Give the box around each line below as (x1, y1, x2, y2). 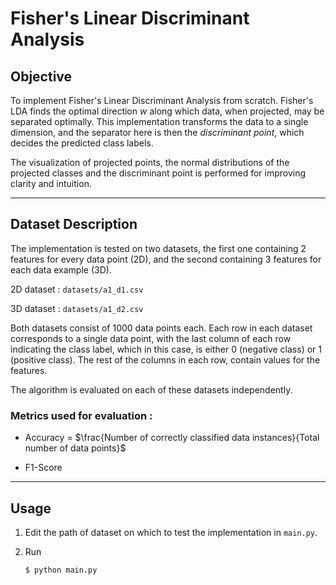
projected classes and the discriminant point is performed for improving (10, 167, 307, 179)
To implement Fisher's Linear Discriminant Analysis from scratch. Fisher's (10, 95, 314, 106)
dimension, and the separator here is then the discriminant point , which (10, 127, 305, 138)
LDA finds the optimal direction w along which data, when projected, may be (10, 105, 325, 117)
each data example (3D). (10, 263, 112, 276)
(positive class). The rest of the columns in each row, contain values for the (10, 353, 321, 366)
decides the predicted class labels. (10, 137, 154, 149)
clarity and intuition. (10, 178, 92, 189)
